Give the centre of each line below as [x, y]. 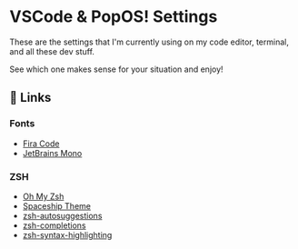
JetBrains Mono [52, 153]
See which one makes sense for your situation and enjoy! [117, 69]
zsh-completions [54, 225]
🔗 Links [30, 98]
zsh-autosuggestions [62, 215]
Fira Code [41, 144]
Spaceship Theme [56, 205]
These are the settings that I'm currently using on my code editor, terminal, [149, 42]
